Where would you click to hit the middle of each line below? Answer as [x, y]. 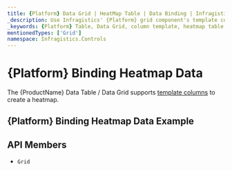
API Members [37, 144]
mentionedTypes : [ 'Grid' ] [44, 33]
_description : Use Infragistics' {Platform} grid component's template [112, 20]
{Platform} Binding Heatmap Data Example [101, 121]
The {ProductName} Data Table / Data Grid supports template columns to [111, 92]
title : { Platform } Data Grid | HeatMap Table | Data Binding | [100, 13]
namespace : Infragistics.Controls [57, 39]
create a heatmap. [33, 100]
